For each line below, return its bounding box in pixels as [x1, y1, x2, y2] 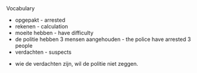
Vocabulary [6, 5, 35, 12]
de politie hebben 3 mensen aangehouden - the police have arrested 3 [15, 36, 192, 43]
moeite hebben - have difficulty [15, 30, 94, 37]
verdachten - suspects [15, 48, 72, 56]
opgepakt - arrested [15, 16, 65, 24]
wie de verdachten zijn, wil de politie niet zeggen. [15, 60, 138, 68]
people [15, 42, 33, 49]
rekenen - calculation [15, 23, 68, 30]
